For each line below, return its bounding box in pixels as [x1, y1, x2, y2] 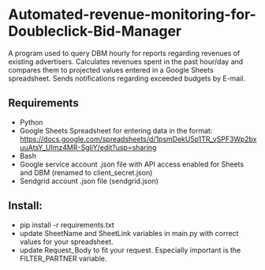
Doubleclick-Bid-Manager [8, 22, 182, 40]
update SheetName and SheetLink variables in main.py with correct [19, 228, 239, 238]
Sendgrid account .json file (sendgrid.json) [19, 176, 159, 186]
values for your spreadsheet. [19, 237, 114, 246]
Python [19, 117, 43, 127]
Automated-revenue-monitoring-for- [8, 6, 256, 24]
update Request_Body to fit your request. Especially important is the [19, 245, 241, 254]
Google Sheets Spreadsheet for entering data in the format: [19, 126, 213, 135]
